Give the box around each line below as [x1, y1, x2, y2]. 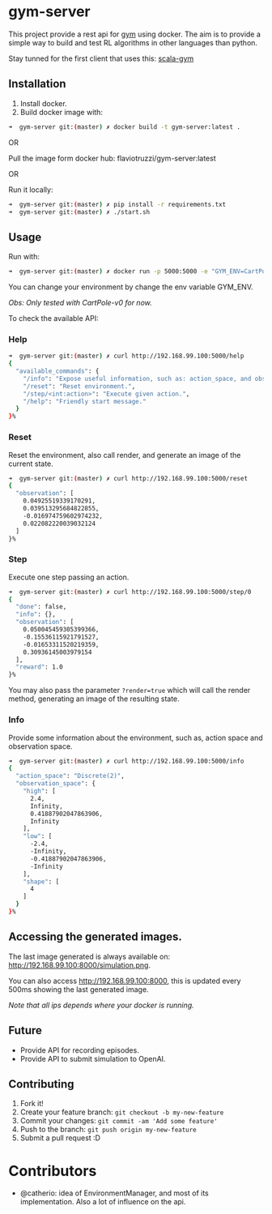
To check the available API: [8, 314, 99, 323]
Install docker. [19, 98, 67, 108]
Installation [8, 77, 66, 91]
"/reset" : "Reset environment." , [23, 382, 136, 391]
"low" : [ [23, 832, 53, 840]
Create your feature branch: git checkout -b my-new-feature [19, 1107, 224, 1117]
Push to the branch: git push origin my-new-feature [19, 1125, 197, 1135]
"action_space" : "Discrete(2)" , [15, 772, 125, 780]
